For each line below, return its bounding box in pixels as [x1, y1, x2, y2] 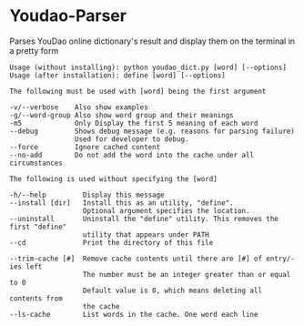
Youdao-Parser [9, 5, 127, 26]
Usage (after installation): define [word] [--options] [9, 70, 226, 80]
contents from [9, 293, 64, 303]
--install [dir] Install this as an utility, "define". [9, 198, 234, 208]
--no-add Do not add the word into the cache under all [9, 150, 255, 159]
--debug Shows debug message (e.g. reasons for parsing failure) [9, 127, 296, 136]
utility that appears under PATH [82, 229, 209, 239]
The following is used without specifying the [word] [9, 174, 218, 183]
